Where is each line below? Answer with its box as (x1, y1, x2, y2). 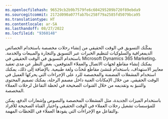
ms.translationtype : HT (5, 17, 55, 22)
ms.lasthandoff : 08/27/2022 (5, 26, 64, 31)
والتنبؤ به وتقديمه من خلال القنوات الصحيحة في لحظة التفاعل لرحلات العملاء (5, 82, 146, 88)
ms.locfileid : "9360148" (5, 31, 57, 36)
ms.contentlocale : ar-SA (5, 21, 57, 27)
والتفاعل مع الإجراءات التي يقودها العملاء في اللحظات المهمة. (5, 108, 119, 114)
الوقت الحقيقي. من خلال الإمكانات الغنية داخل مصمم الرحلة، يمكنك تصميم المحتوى (5, 77, 159, 83)
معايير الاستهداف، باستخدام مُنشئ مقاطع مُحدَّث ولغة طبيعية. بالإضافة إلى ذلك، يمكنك (5, 66, 163, 72)
